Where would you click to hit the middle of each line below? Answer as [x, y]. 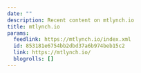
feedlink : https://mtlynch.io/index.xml [72, 40]
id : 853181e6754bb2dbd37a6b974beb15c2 [69, 46]
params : [18, 33]
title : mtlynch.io [34, 26]
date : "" [20, 14]
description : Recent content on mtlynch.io [71, 20]
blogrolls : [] [34, 59]
